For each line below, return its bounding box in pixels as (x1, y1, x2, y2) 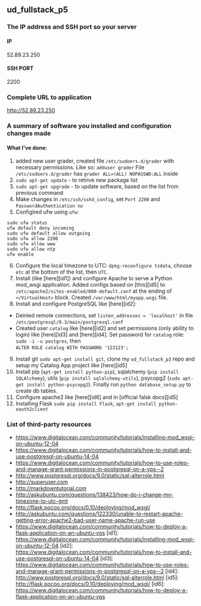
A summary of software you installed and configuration (7, 121, 172, 130)
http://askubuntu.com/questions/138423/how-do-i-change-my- (15, 491, 173, 499)
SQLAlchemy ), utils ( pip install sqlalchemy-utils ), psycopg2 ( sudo (15, 374, 181, 382)
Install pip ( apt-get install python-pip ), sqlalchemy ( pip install (15, 368, 179, 376)
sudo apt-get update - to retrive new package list (15, 176, 138, 184)
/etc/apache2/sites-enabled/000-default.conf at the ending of (15, 287, 172, 295)
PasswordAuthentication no (15, 203, 83, 209)
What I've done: (7, 144, 47, 151)
